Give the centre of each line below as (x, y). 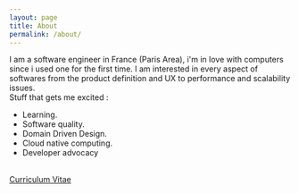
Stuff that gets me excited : (59, 97)
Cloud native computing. (67, 143)
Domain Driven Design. (64, 134)
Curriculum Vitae (40, 180)
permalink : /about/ (46, 34)
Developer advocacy (60, 153)
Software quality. (53, 124)
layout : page (33, 17)
